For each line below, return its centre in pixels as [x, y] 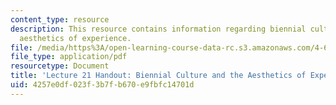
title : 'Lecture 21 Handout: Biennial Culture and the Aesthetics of [158, 76]
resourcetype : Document [60, 66]
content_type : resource [60, 19]
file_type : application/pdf [69, 57]
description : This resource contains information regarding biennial [158, 29]
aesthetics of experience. [75, 38]
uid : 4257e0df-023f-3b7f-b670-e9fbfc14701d [102, 85]
